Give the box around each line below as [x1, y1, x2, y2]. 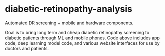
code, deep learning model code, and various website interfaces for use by [5, 40, 160, 46]
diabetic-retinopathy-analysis [5, 3, 133, 15]
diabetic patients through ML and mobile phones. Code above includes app [5, 35, 160, 41]
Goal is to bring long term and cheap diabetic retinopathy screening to [5, 29, 150, 35]
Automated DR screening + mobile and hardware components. [5, 20, 134, 26]
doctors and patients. [5, 45, 49, 51]
